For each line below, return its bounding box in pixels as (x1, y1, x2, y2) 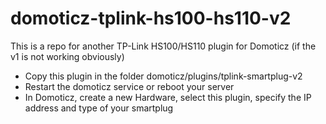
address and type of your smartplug (24, 102, 174, 114)
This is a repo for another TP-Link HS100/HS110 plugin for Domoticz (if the (10, 40, 317, 52)
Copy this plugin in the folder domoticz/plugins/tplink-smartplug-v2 (24, 70, 303, 82)
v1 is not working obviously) (10, 50, 125, 62)
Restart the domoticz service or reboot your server (24, 80, 235, 92)
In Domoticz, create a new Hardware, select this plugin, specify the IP (24, 91, 312, 103)
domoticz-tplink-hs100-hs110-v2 (10, 7, 292, 30)
